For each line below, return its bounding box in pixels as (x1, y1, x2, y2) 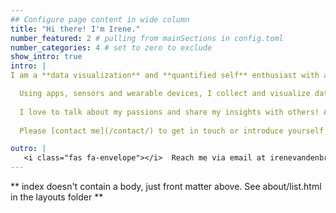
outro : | (10, 144, 47, 154)
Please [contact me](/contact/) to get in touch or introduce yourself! (19, 126, 329, 136)
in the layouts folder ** (10, 191, 104, 203)
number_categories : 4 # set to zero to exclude (10, 42, 213, 53)
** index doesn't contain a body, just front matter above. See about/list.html (10, 181, 322, 192)
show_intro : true (10, 52, 83, 62)
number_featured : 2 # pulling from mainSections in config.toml (10, 33, 284, 43)
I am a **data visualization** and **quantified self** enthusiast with (10, 71, 320, 81)
